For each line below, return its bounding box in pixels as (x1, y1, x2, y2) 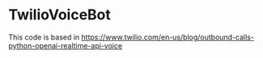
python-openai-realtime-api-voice (8, 40, 123, 50)
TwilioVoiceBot (8, 6, 112, 24)
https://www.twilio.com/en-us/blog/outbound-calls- (81, 32, 255, 42)
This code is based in (8, 32, 80, 42)
